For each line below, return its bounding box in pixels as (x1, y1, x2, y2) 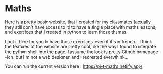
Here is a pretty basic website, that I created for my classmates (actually (5, 19, 151, 25)
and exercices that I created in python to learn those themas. (5, 29, 128, 35)
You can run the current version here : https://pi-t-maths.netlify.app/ (5, 63, 143, 69)
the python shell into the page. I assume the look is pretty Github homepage (5, 49, 158, 55)
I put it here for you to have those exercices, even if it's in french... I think (5, 38, 152, 44)
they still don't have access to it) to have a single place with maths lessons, (5, 24, 157, 30)
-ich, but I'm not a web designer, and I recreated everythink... (5, 54, 129, 59)
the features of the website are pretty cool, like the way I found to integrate (5, 44, 156, 49)
